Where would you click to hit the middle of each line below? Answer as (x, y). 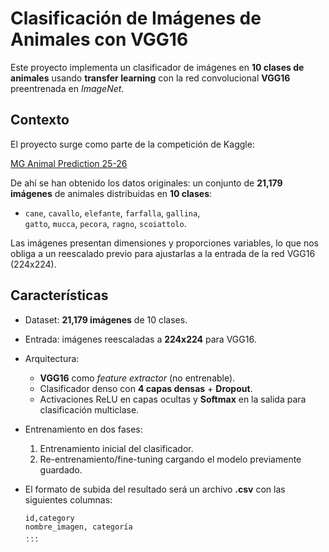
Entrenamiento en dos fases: (83, 429)
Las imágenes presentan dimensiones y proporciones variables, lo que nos (164, 243)
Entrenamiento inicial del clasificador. (116, 448)
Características (59, 295)
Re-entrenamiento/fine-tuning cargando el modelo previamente (170, 459)
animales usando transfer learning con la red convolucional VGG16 (150, 78)
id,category (49, 518)
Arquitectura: (52, 358)
